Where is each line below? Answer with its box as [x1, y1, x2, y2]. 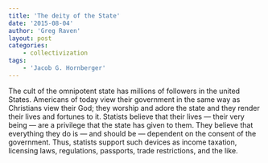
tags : [8, 57, 27, 65]
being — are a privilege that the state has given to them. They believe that [8, 120, 254, 129]
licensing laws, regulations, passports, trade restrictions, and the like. [8, 145, 239, 155]
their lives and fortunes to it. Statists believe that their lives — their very [8, 112, 245, 121]
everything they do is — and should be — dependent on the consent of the [8, 128, 257, 138]
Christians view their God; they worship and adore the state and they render [8, 103, 260, 112]
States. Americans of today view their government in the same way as [8, 94, 241, 104]
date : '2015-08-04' [8, 19, 74, 27]
